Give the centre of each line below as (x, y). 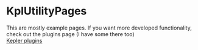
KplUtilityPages (47, 11)
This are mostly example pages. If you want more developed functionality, (99, 28)
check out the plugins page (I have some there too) (71, 34)
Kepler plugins (24, 40)
